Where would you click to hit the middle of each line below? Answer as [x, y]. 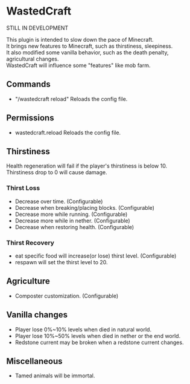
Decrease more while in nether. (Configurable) [73, 220]
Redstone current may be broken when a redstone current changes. [99, 342]
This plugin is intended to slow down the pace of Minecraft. [80, 39]
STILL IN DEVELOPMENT [37, 28]
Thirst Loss [23, 188]
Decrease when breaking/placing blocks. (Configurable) [85, 207]
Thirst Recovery [30, 242]
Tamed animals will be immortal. [55, 376]
